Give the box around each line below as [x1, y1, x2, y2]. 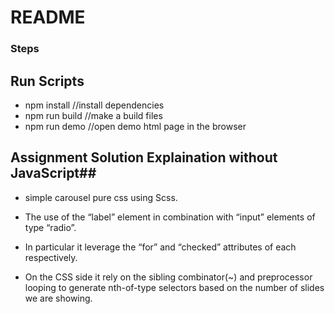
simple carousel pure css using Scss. [24, 191, 178, 203]
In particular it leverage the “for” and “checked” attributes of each [24, 241, 297, 253]
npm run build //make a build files [24, 109, 163, 121]
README [10, 6, 86, 29]
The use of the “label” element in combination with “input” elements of [24, 211, 316, 223]
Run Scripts [10, 72, 85, 90]
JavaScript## [10, 165, 97, 182]
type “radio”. [24, 221, 77, 233]
